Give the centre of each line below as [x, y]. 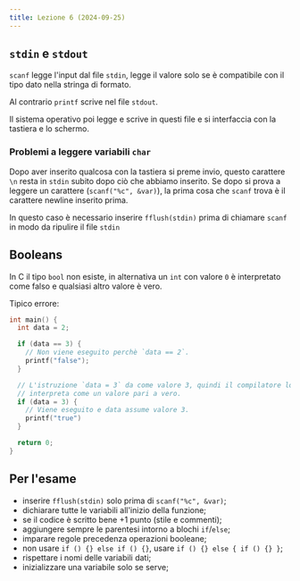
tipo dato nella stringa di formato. [71, 85]
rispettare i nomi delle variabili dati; [87, 557]
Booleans [36, 255]
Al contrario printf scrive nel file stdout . [84, 102]
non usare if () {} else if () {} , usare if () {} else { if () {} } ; [152, 548]
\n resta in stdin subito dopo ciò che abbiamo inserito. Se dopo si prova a [145, 181]
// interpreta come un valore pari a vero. [99, 393]
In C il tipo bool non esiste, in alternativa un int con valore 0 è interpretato [145, 276]
